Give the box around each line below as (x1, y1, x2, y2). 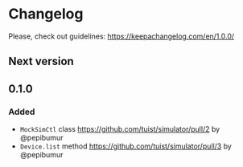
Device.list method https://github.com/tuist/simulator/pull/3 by (19, 141, 232, 151)
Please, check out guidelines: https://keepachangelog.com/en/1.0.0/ (8, 31, 235, 41)
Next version (8, 55, 74, 68)
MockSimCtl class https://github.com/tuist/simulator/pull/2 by (19, 124, 220, 134)
